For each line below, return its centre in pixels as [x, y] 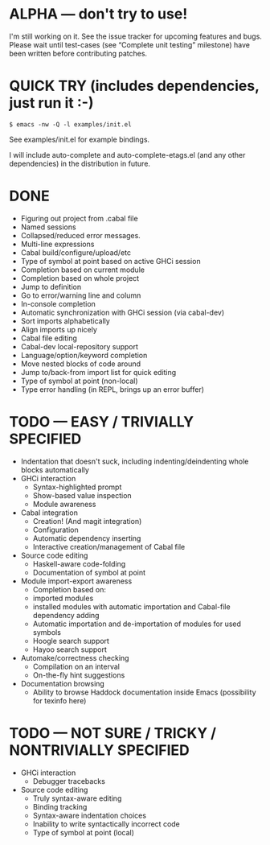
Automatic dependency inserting [87, 538]
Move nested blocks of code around [81, 364]
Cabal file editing [49, 338]
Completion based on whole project [80, 278]
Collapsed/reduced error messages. [81, 235]
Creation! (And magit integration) [87, 521]
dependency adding [66, 615]
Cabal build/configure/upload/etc [76, 252]
